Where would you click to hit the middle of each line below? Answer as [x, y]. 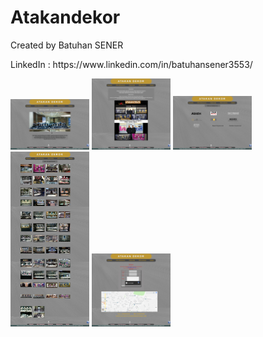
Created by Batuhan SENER [67, 45]
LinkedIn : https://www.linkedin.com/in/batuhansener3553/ [131, 64]
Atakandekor [65, 17]
